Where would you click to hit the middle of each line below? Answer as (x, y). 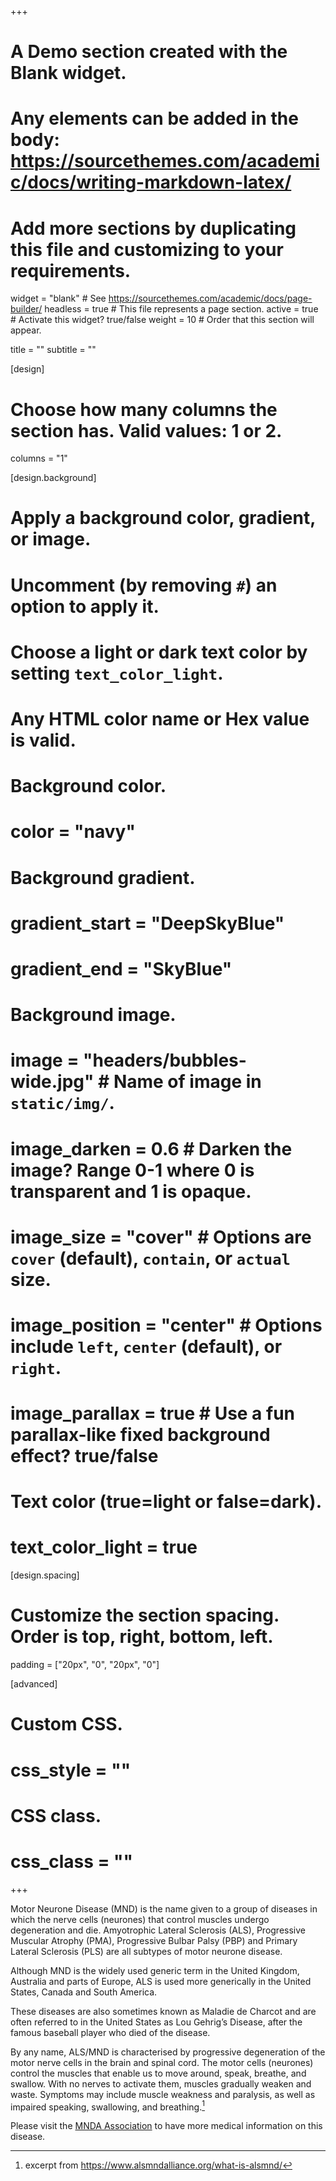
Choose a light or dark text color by (159, 652)
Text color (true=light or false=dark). (166, 1502)
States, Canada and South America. (84, 1992)
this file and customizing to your (147, 249)
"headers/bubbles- (165, 1060)
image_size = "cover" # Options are (161, 1237)
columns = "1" (39, 458)
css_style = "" (71, 1770)
